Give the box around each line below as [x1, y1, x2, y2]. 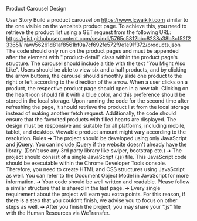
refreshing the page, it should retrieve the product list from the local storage [6, 104, 190, 110]
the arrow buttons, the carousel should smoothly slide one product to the [6, 73, 182, 79]
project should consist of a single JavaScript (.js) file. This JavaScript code [6, 154, 187, 160]
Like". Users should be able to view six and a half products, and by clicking [6, 66, 187, 73]
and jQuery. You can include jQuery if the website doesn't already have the [6, 141, 187, 148]
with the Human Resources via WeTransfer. [6, 209, 110, 216]
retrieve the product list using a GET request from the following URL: [6, 29, 171, 36]
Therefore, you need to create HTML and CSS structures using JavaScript [6, 166, 185, 172]
